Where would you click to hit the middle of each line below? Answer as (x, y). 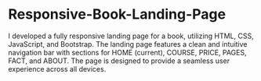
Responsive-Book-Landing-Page (117, 14)
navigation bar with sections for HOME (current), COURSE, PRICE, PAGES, (127, 52)
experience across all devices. (57, 69)
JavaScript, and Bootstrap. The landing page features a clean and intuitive (128, 44)
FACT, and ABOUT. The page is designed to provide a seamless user (119, 61)
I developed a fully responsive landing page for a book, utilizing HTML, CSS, (131, 36)
